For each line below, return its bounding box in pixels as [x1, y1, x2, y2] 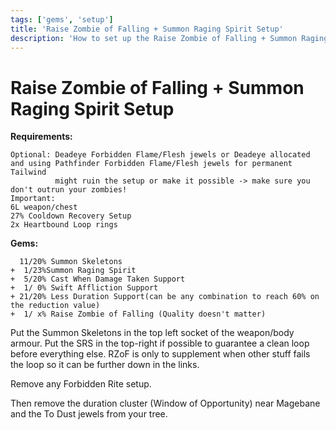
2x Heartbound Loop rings [10, 220, 118, 230]
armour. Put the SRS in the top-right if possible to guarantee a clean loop [10, 337, 310, 350]
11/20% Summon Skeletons [19, 257, 123, 267]
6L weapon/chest [10, 202, 78, 213]
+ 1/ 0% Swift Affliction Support [10, 283, 159, 293]
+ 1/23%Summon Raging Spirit [10, 266, 137, 276]
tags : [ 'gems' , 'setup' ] [10, 14, 114, 25]
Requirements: [10, 131, 73, 143]
